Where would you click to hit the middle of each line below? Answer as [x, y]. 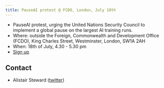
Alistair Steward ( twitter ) [39, 80]
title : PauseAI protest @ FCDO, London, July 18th [61, 10]
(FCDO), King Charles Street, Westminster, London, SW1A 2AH [79, 41]
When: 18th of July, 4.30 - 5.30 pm [49, 46]
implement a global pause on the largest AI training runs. [72, 30]
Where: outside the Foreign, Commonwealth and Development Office [86, 35]
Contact [19, 68]
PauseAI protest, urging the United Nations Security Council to [79, 25]
